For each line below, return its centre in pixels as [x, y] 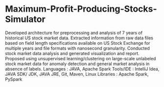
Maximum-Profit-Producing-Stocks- [81, 9]
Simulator [25, 19]
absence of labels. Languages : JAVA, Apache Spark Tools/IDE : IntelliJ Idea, [82, 69]
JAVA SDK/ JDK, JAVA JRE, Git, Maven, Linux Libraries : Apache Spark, [77, 74]
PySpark [14, 79]
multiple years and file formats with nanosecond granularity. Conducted [78, 48]
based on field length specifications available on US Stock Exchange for [78, 43]
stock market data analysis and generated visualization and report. [72, 53]
